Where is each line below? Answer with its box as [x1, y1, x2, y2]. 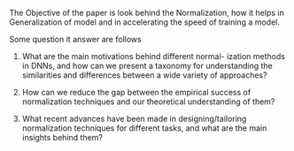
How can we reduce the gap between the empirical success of [21, 87, 251, 97]
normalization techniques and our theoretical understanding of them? [21, 96, 275, 107]
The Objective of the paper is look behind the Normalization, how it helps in [9, 8, 285, 18]
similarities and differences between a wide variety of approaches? [21, 70, 267, 80]
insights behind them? [21, 132, 104, 142]
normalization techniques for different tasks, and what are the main [21, 123, 267, 133]
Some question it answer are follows [9, 34, 142, 44]
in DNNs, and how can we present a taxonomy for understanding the [21, 61, 273, 71]
